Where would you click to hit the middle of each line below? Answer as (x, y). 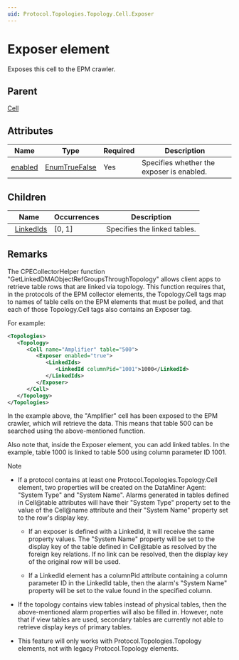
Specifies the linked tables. (152, 229)
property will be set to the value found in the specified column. (120, 591)
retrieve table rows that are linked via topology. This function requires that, (117, 286)
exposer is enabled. (174, 172)
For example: (27, 323)
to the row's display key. (53, 518)
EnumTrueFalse (71, 167)
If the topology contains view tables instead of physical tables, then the (122, 604)
